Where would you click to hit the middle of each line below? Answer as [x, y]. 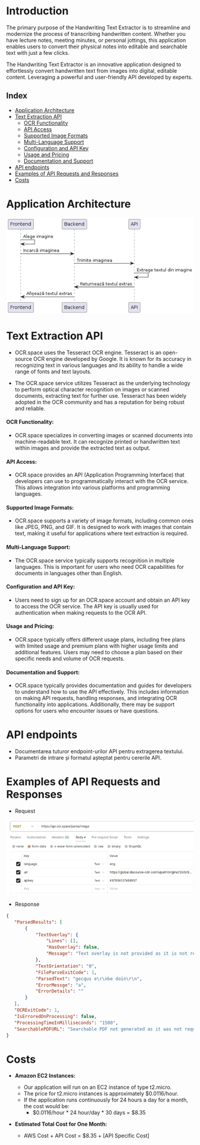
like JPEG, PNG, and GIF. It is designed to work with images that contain [103, 527]
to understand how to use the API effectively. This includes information [102, 692]
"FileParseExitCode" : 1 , [66, 972]
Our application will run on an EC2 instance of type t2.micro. [98, 1087]
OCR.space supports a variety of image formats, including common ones [104, 521]
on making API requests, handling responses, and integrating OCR [96, 698]
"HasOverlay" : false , [73, 947]
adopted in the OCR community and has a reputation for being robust [99, 402]
